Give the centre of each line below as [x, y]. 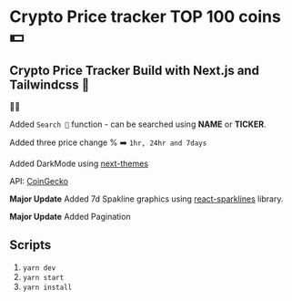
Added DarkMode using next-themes [79, 163]
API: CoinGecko [39, 181]
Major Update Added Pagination [70, 217]
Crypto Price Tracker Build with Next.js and [134, 70]
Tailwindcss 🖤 [50, 84]
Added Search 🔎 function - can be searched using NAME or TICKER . [138, 124]
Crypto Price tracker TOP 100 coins [146, 17]
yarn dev [39, 268]
